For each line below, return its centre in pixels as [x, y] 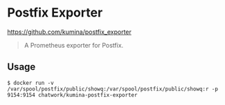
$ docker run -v [30, 83]
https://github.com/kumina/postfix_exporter [69, 32]
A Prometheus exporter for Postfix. [74, 45]
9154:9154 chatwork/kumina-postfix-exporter [72, 95]
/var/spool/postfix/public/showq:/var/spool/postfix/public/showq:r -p [112, 89]
